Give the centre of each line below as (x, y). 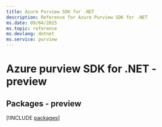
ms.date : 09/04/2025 (32, 23)
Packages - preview (44, 103)
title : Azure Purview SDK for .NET (50, 12)
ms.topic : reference (32, 28)
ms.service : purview (32, 39)
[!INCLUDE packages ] (33, 118)
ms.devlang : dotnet (30, 34)
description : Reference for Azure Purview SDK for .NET (77, 17)
